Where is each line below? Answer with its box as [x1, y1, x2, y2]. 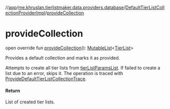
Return [5, 87, 20, 94]
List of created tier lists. [5, 99, 55, 105]
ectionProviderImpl [5, 10, 46, 16]
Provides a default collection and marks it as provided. [5, 55, 120, 61]
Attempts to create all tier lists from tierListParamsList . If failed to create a [5, 64, 160, 71]
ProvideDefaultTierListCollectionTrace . [5, 76, 87, 82]
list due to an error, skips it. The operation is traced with [5, 70, 123, 76]
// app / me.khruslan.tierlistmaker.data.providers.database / [5, 5, 126, 10]
